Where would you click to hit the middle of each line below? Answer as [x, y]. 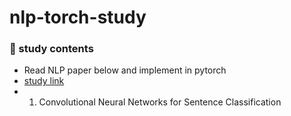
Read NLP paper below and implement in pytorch [125, 70]
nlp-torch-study [78, 17]
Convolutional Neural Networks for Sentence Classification [160, 102]
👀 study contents [51, 49]
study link [44, 81]
